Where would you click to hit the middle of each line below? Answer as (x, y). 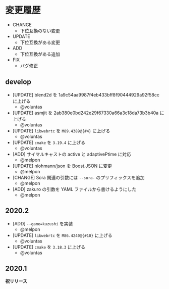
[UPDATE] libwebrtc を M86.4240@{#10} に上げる (62, 235)
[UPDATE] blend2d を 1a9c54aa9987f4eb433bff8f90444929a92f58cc (86, 94)
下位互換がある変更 (40, 42)
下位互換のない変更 (40, 30)
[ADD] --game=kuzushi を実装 (43, 223)
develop (18, 82)
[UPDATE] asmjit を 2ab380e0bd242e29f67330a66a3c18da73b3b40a (86, 113)
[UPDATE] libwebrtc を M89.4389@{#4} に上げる (61, 131)
